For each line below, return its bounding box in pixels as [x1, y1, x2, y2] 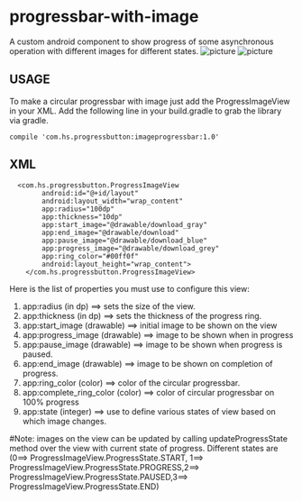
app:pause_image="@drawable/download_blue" [41, 236, 207, 245]
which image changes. [22, 415, 106, 426]
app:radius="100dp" [41, 205, 115, 214]
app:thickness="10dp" [41, 212, 124, 222]
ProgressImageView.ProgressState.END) [9, 480, 160, 492]
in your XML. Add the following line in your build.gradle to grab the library [9, 105, 282, 116]
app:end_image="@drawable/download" [41, 228, 179, 237]
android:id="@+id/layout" [41, 188, 140, 197]
